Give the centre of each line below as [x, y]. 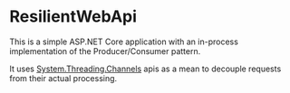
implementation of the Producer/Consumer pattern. [105, 51]
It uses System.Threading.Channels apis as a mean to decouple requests [145, 69]
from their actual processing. [63, 78]
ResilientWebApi [73, 17]
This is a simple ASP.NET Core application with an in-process [124, 42]
